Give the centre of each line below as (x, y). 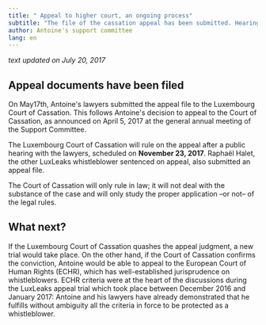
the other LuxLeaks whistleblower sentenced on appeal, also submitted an (129, 162)
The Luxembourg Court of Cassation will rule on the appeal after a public (127, 145)
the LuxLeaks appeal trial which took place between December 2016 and (127, 288)
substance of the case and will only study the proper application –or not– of (131, 194)
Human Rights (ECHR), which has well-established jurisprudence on (119, 271)
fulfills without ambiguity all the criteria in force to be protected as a (119, 305)
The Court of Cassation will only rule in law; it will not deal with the (117, 185)
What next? (37, 227)
